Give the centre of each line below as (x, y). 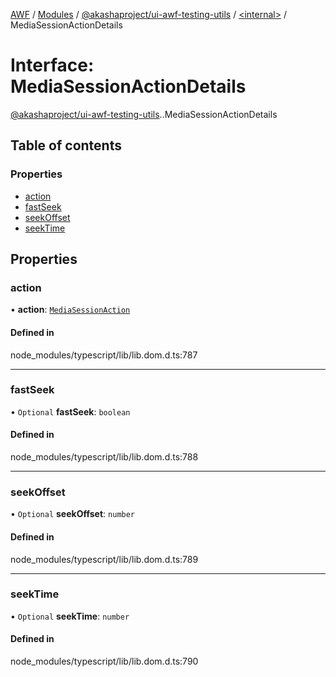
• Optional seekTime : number (70, 616)
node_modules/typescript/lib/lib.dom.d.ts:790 (104, 661)
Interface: (52, 65)
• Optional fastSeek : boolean (70, 411)
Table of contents (66, 145)
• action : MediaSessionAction (70, 310)
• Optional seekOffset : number (73, 514)
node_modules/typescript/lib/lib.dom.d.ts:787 (104, 355)
